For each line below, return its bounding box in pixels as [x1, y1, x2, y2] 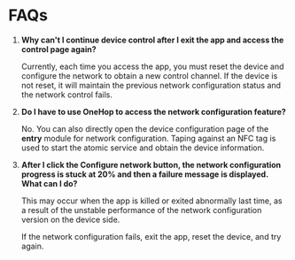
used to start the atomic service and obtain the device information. [20, 142, 265, 153]
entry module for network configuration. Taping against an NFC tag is [20, 133, 276, 143]
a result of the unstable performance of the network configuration [20, 204, 262, 215]
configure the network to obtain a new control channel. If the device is [20, 70, 278, 80]
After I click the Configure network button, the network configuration [20, 159, 282, 170]
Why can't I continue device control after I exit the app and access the [20, 34, 284, 45]
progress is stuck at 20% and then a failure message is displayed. [20, 169, 269, 180]
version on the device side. [20, 214, 120, 225]
